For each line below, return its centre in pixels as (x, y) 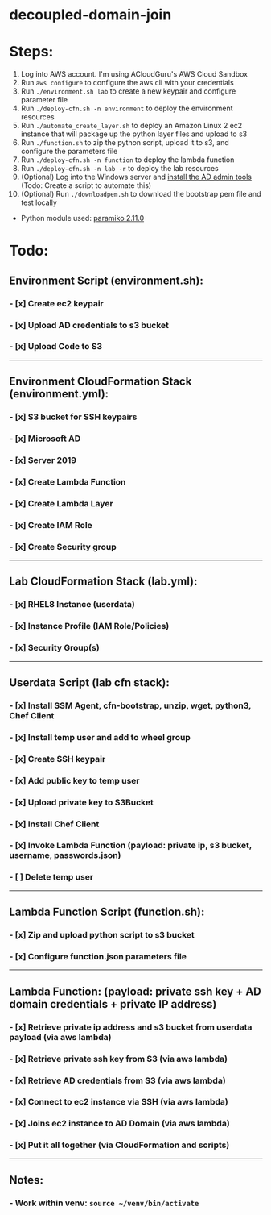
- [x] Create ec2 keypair (56, 303)
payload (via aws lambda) (60, 1037)
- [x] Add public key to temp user (74, 780)
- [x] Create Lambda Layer (61, 503)
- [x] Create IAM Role (51, 525)
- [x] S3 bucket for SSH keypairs (73, 417)
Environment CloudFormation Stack (101, 382)
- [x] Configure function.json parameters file (98, 956)
